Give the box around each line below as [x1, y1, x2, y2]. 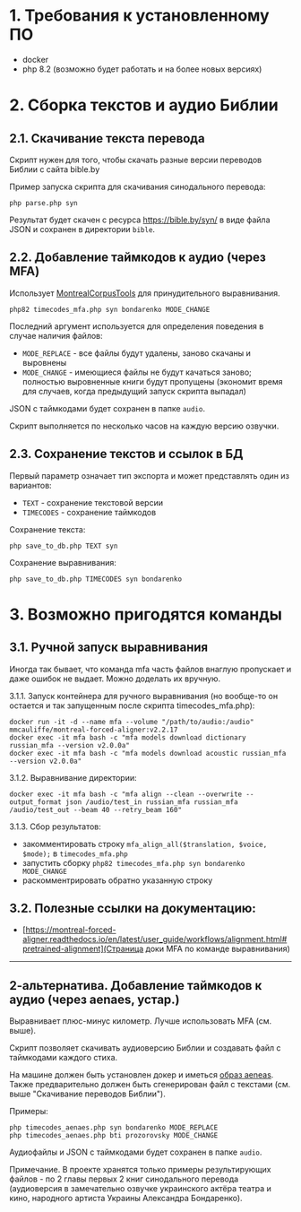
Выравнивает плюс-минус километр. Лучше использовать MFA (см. [9, 1016, 272, 1026]
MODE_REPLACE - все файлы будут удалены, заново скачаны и [21, 347, 251, 359]
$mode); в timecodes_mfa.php [21, 848, 128, 859]
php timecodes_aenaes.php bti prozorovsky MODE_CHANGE [9, 1131, 219, 1140]
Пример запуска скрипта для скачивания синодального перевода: [9, 181, 266, 192]
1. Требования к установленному [9, 5, 271, 26]
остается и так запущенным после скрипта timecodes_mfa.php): [9, 700, 255, 711]
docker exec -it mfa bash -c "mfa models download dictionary [9, 732, 246, 742]
